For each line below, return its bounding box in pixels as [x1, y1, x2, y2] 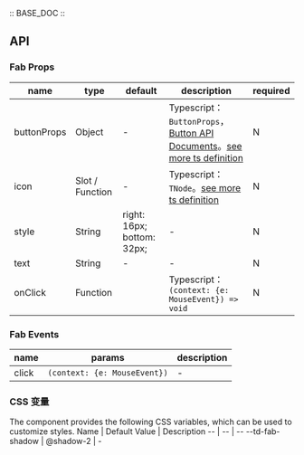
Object [75, 126, 104, 138]
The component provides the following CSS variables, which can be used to [9, 416, 292, 428]
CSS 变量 [9, 395, 50, 408]
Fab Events [9, 327, 60, 340]
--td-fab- [245, 426, 280, 437]
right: [122, 208, 145, 221]
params [90, 351, 125, 364]
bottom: [122, 231, 156, 243]
